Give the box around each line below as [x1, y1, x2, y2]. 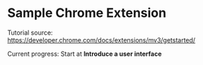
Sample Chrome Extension [7, 5, 167, 21]
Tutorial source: [7, 28, 53, 37]
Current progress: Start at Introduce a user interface [7, 49, 162, 58]
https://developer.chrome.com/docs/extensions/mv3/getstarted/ [7, 35, 196, 44]
